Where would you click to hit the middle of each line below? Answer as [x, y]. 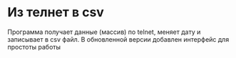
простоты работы [34, 47]
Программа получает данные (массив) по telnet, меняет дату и [104, 32]
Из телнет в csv [56, 12]
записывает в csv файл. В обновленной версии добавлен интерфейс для [118, 39]
